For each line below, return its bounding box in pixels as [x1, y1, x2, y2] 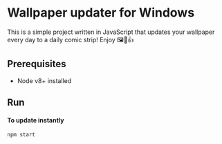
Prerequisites [7, 58, 66, 70]
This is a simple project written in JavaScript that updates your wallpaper [7, 28, 215, 36]
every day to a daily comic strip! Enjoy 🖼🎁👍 [7, 35, 134, 44]
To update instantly [7, 116, 64, 124]
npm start [7, 132, 36, 138]
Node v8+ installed [17, 76, 72, 84]
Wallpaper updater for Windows [7, 5, 195, 21]
